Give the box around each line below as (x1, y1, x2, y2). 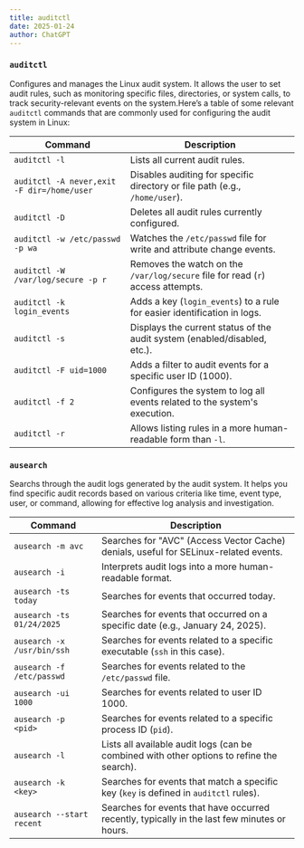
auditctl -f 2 (14, 396, 75, 407)
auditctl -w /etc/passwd (14, 233, 121, 244)
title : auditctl (9, 13, 71, 23)
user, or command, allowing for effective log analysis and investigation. (9, 497, 274, 508)
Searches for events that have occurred (100, 801, 270, 814)
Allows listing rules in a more (129, 422, 252, 434)
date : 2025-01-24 (9, 22, 75, 31)
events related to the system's (129, 395, 259, 408)
